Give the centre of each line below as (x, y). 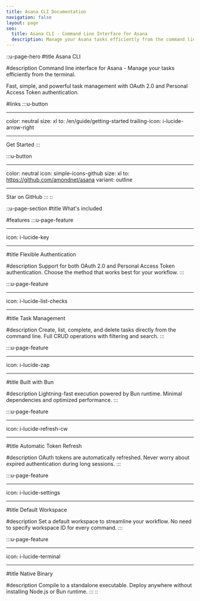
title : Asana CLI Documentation (46, 12)
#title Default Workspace (37, 510)
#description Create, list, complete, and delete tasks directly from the (91, 330)
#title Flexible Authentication (41, 254)
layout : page (22, 23)
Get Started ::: (23, 145)
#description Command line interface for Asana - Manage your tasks (90, 68)
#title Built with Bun (30, 382)
